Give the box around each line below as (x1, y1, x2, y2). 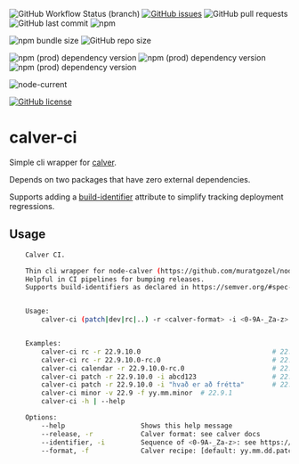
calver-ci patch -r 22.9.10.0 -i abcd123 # (41, 372, 277, 381)
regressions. (9, 200, 55, 211)
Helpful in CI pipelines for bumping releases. (25, 274, 205, 284)
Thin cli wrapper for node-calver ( (25, 266, 162, 275)
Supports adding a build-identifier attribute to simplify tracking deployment (9, 191, 284, 202)
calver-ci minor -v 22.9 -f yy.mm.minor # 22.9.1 (41, 388, 233, 398)
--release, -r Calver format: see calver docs (41, 429, 261, 438)
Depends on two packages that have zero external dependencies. (9, 174, 251, 184)
